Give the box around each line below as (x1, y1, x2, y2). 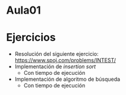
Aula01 (6, 4, 42, 17)
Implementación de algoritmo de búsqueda (14, 75, 121, 83)
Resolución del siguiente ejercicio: (14, 50, 99, 58)
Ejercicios (6, 31, 56, 45)
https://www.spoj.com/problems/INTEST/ (14, 57, 116, 64)
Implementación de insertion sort (14, 63, 96, 70)
